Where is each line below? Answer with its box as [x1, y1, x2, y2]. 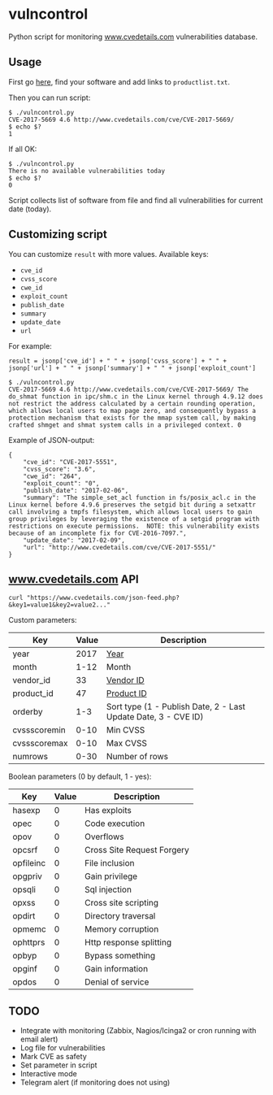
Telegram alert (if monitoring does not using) [19, 1078, 171, 1088]
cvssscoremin [12, 724, 67, 736]
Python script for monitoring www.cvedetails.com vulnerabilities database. [8, 32, 258, 41]
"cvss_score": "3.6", [23, 465, 96, 473]
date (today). [8, 204, 52, 214]
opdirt [12, 910, 36, 922]
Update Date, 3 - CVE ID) [106, 711, 204, 723]
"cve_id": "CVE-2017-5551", [23, 458, 118, 466]
